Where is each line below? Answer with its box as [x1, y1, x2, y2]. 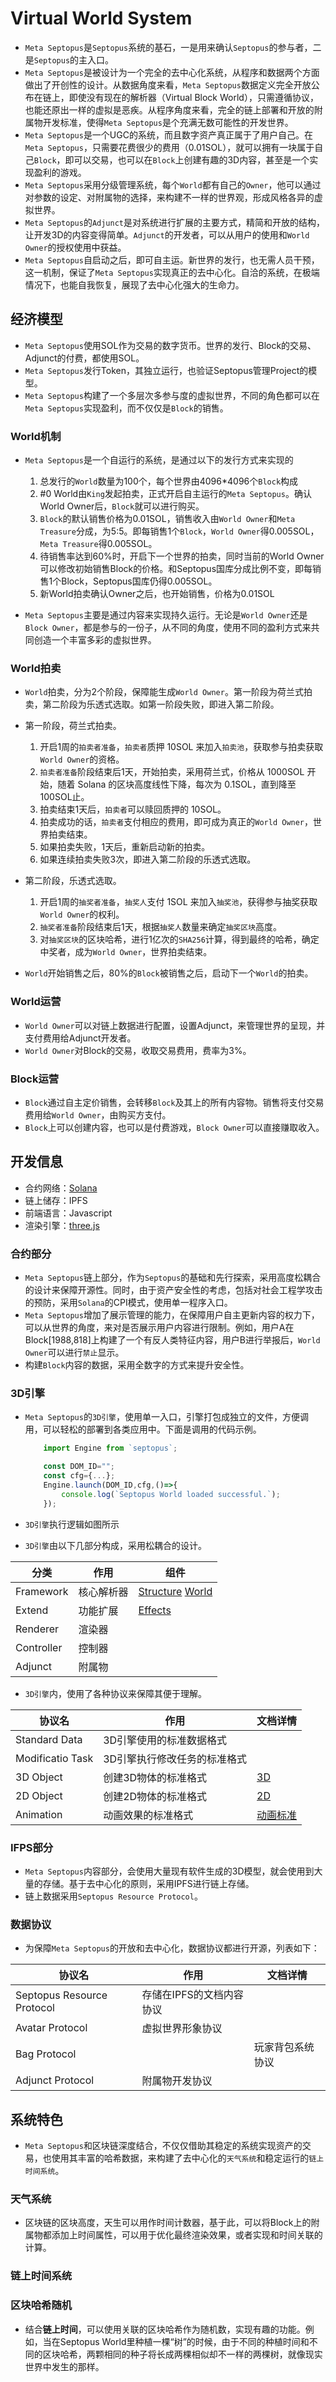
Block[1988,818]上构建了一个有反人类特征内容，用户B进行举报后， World [24, 1334, 321, 1346]
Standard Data [15, 1732, 83, 1746]
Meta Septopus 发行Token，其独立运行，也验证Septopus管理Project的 [24, 364, 309, 376]
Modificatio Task [15, 1751, 94, 1765]
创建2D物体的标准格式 [103, 1789, 208, 1803]
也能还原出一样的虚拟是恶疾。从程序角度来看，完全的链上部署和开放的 [24, 103, 315, 116]
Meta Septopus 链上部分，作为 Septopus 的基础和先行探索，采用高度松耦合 [24, 1272, 322, 1284]
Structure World [138, 1584, 213, 1598]
